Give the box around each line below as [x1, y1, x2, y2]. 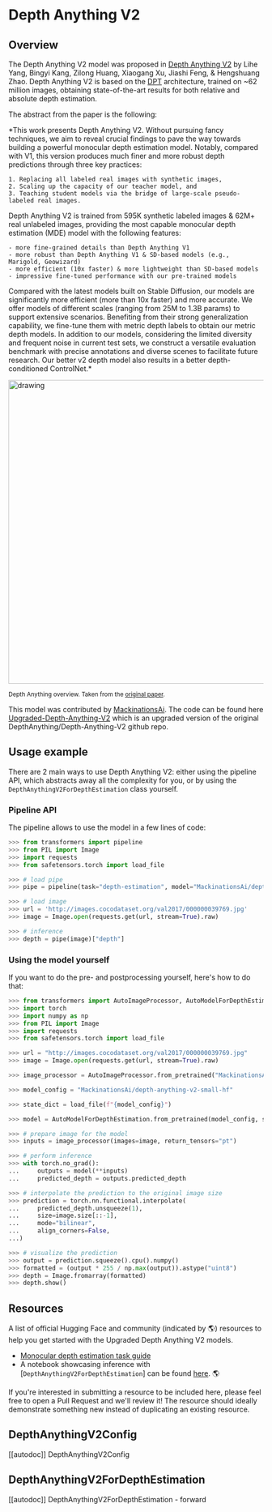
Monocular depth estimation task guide [19, 1351, 151, 1360]
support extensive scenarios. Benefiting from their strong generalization [8, 312, 249, 322]
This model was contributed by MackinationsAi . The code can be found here [8, 705, 264, 714]
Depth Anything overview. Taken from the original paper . [8, 690, 166, 698]
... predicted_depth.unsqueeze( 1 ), [8, 1204, 143, 1212]
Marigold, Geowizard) [8, 258, 82, 266]
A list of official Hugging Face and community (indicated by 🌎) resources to [8, 1323, 261, 1334]
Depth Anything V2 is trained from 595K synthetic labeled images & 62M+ [8, 211, 256, 220]
